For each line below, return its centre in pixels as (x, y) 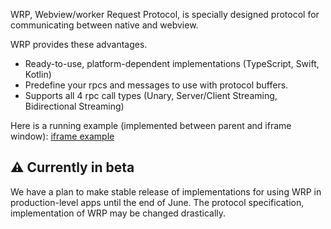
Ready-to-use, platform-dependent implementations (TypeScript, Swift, (172, 63)
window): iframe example (62, 136)
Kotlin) (38, 74)
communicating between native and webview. (104, 25)
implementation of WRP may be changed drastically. (118, 213)
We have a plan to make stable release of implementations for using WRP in (166, 191)
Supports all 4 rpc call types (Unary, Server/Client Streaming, (151, 95)
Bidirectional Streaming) (74, 106)
